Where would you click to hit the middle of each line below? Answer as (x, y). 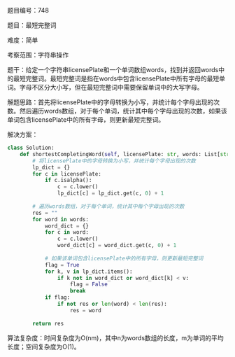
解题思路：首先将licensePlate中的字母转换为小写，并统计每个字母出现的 (111, 102)
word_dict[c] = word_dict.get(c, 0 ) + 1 (117, 246)
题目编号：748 (28, 10)
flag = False (89, 285)
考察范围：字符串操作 (38, 55)
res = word (85, 310)
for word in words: (61, 219)
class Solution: (31, 148)
